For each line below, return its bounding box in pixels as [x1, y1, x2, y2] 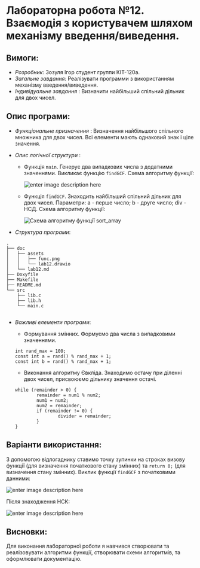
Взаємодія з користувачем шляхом [6, 16, 193, 30]
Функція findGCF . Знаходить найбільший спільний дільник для [23, 193, 181, 200]
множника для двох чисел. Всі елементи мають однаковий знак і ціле [14, 133, 194, 141]
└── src [6, 287, 26, 293]
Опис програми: [6, 111, 70, 121]
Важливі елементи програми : [14, 318, 91, 326]
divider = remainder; [57, 413, 112, 419]
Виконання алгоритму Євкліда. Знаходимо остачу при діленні [23, 369, 182, 376]
